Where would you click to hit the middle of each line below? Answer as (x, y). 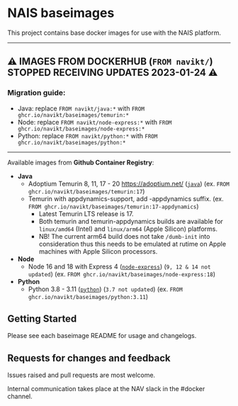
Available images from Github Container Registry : (81, 162)
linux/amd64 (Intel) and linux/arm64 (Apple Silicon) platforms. (128, 229)
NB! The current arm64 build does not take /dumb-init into (124, 236)
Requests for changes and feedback (89, 358)
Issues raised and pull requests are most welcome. (81, 375)
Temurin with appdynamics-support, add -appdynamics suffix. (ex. (126, 198)
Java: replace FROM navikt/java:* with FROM (81, 108)
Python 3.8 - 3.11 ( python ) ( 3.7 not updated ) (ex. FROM (105, 289)
